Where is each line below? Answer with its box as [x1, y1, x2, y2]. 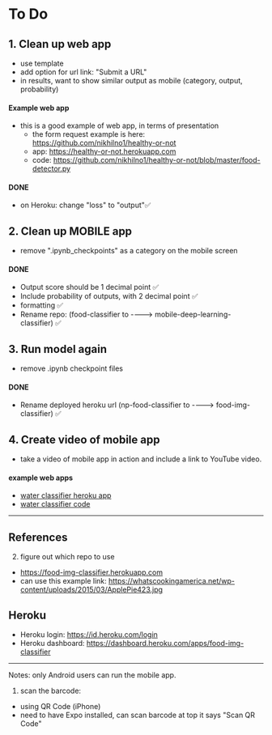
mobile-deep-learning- [155, 309, 232, 320]
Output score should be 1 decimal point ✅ [19, 283, 159, 292]
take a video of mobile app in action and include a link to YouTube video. [19, 454, 262, 464]
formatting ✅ [19, 300, 63, 310]
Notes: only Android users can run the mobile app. [8, 670, 176, 680]
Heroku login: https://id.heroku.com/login [19, 630, 158, 639]
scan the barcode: [19, 686, 82, 696]
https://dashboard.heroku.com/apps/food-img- [86, 639, 244, 648]
